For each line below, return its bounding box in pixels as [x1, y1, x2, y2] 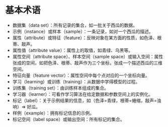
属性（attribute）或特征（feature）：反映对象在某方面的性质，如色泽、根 [12, 35, 162, 41]
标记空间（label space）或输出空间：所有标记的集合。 [12, 116, 125, 122]
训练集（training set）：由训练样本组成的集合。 [12, 85, 109, 91]
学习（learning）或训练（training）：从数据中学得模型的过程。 [12, 78, 140, 84]
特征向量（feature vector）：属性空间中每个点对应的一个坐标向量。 [12, 72, 150, 78]
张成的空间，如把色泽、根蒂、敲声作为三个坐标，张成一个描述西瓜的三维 [12, 60, 162, 66]
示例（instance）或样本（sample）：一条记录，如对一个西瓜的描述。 [12, 28, 153, 34]
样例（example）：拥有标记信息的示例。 [12, 110, 95, 116]
